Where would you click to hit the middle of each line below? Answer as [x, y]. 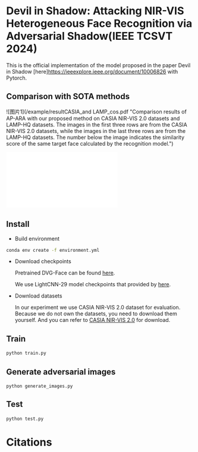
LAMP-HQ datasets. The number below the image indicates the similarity [95, 137]
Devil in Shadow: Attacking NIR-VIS [95, 11]
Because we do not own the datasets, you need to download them [96, 314]
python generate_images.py [40, 386]
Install [18, 224]
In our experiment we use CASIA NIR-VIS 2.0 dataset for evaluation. [98, 308]
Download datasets [38, 296]
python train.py [26, 353]
